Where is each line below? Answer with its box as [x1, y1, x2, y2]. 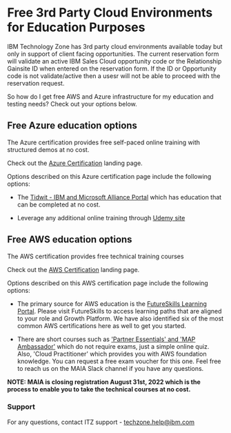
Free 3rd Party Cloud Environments [7, 5, 213, 21]
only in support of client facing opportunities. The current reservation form [7, 50, 219, 58]
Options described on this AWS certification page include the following [7, 278, 208, 287]
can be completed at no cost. [17, 200, 101, 209]
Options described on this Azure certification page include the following [7, 172, 212, 180]
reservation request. [7, 79, 65, 87]
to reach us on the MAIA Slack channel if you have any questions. [17, 364, 204, 372]
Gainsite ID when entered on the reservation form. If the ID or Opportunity [7, 64, 217, 73]
